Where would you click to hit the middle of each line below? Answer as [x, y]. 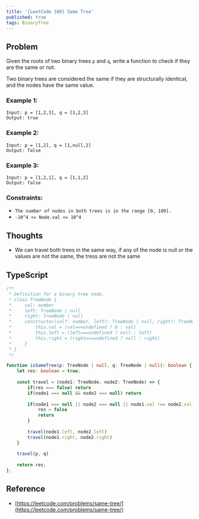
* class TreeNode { [33, 300]
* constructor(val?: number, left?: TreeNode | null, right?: [92, 322]
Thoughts [25, 235]
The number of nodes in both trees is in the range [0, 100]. [93, 211]
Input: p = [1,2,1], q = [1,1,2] [47, 178]
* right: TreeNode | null [46, 316]
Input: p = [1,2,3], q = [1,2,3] [47, 113]
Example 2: [23, 133]
